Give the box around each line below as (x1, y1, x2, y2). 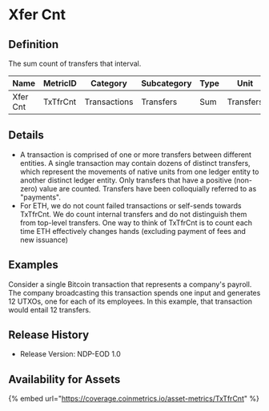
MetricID (42, 78, 78, 89)
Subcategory (141, 78, 192, 89)
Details (8, 128, 44, 142)
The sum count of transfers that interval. (8, 58, 142, 68)
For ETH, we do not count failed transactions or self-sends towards (19, 200, 242, 210)
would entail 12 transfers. (8, 304, 91, 314)
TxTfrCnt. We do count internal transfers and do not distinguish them (19, 209, 247, 219)
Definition (8, 38, 58, 51)
